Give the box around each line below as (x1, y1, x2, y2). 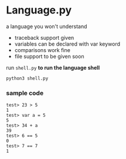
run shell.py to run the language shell (6, 64, 100, 71)
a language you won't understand (6, 23, 87, 30)
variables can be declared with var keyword (14, 40, 120, 47)
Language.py (6, 4, 72, 17)
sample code (6, 89, 44, 97)
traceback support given (14, 34, 74, 41)
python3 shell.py (6, 75, 49, 81)
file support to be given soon (14, 53, 84, 60)
